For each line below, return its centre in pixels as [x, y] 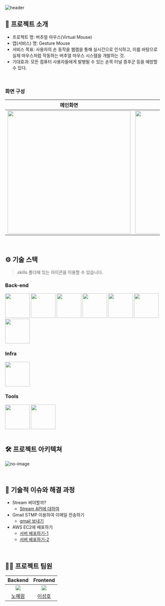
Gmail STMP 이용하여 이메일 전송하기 [48, 515]
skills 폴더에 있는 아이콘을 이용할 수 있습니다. [60, 272]
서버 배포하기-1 [34, 533]
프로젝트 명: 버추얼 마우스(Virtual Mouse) [52, 37]
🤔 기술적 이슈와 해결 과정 [40, 490]
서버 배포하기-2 [34, 540]
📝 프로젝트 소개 [27, 24]
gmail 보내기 [32, 521]
